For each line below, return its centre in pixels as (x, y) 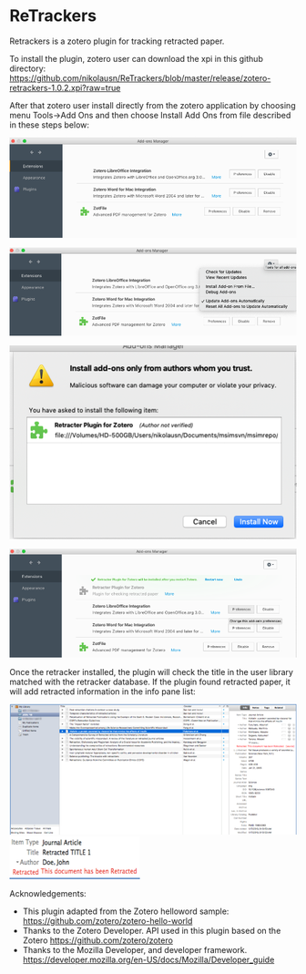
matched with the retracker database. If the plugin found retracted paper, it (150, 682)
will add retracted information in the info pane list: (102, 691)
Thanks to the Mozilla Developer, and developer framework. (135, 950)
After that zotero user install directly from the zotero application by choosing (153, 105)
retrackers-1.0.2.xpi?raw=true (65, 87)
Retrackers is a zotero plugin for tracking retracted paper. (117, 41)
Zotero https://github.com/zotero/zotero (97, 940)
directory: (28, 68)
